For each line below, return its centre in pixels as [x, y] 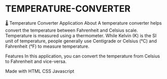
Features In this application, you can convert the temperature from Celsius [83, 56]
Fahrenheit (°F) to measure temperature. [47, 46]
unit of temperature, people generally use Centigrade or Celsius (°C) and [81, 41]
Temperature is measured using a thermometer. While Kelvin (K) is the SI [81, 35]
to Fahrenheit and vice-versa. [36, 61]
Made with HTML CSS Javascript [40, 71]
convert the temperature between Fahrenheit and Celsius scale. [72, 30]
